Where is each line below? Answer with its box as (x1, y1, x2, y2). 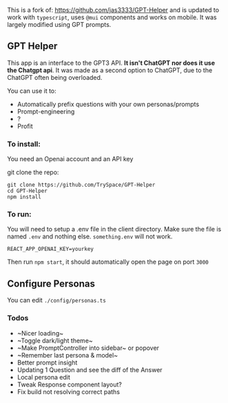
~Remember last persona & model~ (17, 351, 118, 359)
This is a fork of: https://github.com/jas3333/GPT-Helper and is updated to (7, 6, 219, 14)
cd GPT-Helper (7, 187, 48, 195)
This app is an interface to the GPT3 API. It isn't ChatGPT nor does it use (7, 59, 216, 67)
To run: (7, 209, 32, 219)
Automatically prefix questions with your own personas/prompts (17, 100, 200, 108)
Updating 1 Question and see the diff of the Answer (17, 365, 163, 374)
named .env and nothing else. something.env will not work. (7, 232, 173, 240)
